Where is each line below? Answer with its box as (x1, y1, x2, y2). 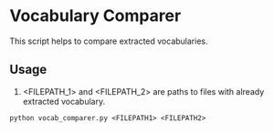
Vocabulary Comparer (9, 5, 182, 26)
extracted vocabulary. (22, 96, 106, 107)
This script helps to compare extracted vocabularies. (9, 36, 208, 46)
